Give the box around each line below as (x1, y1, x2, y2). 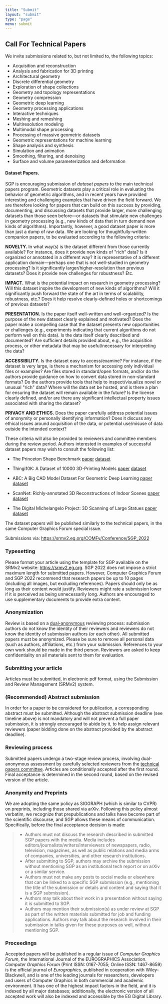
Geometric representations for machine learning (12, 137, 111, 143)
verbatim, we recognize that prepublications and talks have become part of (5, 811, 160, 817)
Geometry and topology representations (12, 89, 95, 95)
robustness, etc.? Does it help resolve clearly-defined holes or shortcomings (5, 296, 162, 302)
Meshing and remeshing (12, 116, 62, 122)
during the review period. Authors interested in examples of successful (5, 441, 151, 447)
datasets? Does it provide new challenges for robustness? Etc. (5, 270, 133, 276)
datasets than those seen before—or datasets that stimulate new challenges (5, 213, 162, 219)
